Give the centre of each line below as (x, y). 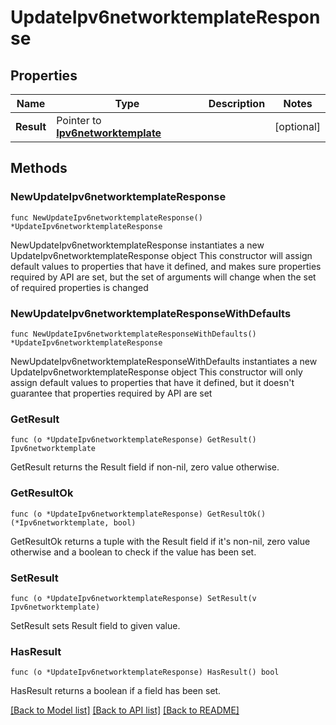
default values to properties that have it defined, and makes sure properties (166, 266)
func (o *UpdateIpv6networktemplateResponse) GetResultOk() (138, 514)
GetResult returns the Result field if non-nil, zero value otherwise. (145, 467)
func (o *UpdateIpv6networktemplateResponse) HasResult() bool (145, 672)
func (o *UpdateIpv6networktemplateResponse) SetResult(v (133, 598)
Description (237, 103)
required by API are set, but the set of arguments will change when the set (163, 277)
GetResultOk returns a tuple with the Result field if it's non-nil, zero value (160, 541)
